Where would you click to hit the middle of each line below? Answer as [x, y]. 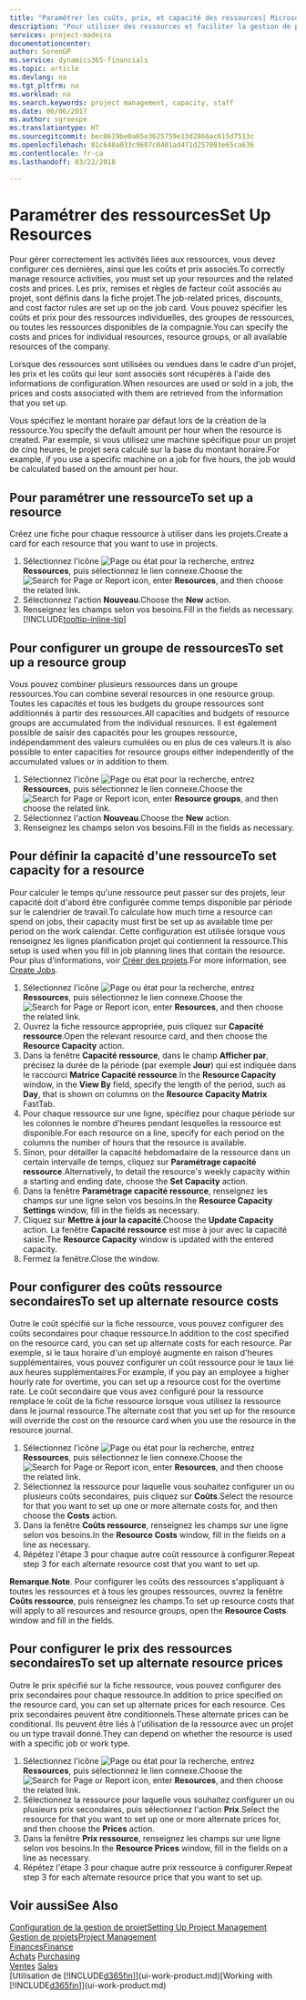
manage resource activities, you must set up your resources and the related [151, 279]
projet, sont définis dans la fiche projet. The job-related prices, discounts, [146, 298]
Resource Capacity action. [73, 1045]
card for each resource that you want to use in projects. [114, 544]
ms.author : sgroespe [49, 119]
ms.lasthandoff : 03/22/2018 [63, 162]
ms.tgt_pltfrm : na [44, 86]
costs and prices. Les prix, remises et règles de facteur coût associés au [146, 289]
